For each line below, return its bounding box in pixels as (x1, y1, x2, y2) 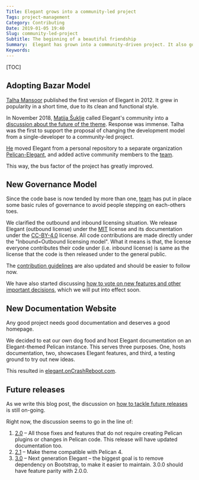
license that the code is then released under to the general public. (6, 251, 167, 258)
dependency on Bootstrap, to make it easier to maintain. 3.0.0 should (14, 461, 184, 468)
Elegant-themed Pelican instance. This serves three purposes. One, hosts (6, 343, 186, 350)
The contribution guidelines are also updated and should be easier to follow (6, 262, 191, 270)
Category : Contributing (6, 20, 65, 25)
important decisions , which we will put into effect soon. (6, 286, 141, 293)
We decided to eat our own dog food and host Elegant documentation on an (6, 337, 191, 344)
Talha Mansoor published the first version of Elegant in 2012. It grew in (6, 96, 179, 104)
